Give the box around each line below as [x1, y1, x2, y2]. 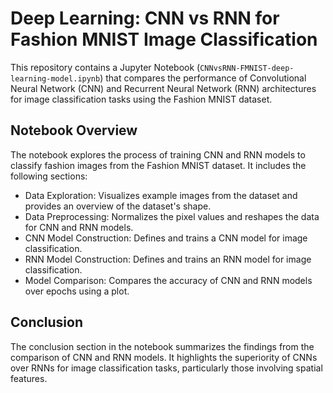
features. [10, 372, 48, 384]
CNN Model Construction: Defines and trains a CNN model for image [24, 232, 308, 244]
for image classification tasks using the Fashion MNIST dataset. [10, 93, 273, 105]
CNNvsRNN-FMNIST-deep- [199, 63, 295, 73]
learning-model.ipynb [10, 73, 101, 84]
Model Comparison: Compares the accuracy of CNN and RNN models [24, 274, 313, 286]
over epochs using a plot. [24, 285, 130, 297]
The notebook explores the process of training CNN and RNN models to [10, 148, 306, 161]
